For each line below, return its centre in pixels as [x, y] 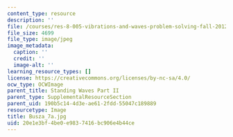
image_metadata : [31, 46]
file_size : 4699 [31, 33]
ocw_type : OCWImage [35, 84]
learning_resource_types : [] [49, 71]
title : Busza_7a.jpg [37, 116]
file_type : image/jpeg [40, 39]
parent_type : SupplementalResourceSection [69, 98]
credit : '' [29, 59]
